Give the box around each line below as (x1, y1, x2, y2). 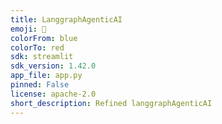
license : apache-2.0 (10, 89, 97, 99)
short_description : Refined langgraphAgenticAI (10, 98, 213, 108)
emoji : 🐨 (10, 24, 47, 34)
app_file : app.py (10, 71, 83, 81)
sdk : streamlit (10, 52, 74, 62)
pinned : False (10, 80, 70, 90)
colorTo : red (10, 42, 65, 53)
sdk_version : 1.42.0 (10, 61, 97, 71)
